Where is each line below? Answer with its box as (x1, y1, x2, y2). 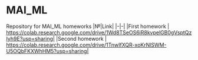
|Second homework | (55, 35, 107, 42)
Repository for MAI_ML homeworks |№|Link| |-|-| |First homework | (6, 23, 170, 30)
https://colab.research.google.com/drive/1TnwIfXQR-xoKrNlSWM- (6, 41, 167, 48)
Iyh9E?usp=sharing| (6, 35, 55, 42)
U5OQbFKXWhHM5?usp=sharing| (6, 47, 89, 54)
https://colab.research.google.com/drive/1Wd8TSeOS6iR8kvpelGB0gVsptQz (6, 29, 192, 36)
